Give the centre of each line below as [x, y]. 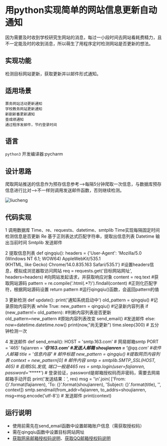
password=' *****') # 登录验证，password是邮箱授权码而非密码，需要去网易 [83, 373]
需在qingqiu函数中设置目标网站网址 [48, 432]
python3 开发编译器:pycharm [34, 154]
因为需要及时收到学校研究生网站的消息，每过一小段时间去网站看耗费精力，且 [83, 37]
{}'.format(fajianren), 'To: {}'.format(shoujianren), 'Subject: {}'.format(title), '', [83, 384]
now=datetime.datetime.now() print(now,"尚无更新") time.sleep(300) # [77, 325]
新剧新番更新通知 [20, 114]
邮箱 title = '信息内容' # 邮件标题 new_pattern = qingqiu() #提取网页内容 [82, 354]
